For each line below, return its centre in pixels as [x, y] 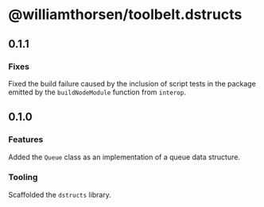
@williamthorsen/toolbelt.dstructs [125, 15]
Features [26, 140]
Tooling [23, 178]
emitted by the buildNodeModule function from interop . [97, 92]
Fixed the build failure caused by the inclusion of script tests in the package [132, 83]
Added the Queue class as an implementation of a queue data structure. [124, 157]
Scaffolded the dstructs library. [60, 194]
